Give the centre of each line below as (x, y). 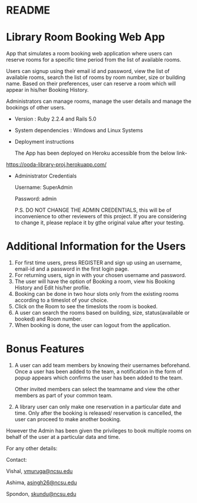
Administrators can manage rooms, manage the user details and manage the (99, 101)
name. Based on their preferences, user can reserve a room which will (91, 84)
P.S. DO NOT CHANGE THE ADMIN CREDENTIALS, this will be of (93, 210)
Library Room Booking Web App (86, 37)
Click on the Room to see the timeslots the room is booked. (86, 307)
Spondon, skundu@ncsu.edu (41, 494)
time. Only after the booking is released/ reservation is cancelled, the (98, 413)
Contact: (17, 460)
